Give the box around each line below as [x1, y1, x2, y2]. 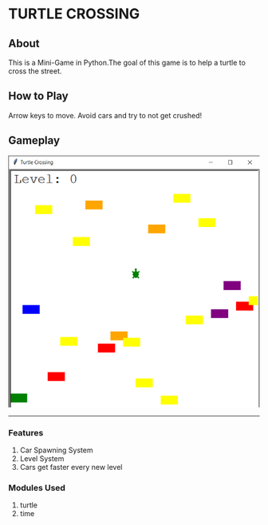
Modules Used [8, 482, 66, 493]
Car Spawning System [19, 445, 93, 455]
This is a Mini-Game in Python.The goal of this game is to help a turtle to [8, 58, 246, 67]
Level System [19, 453, 65, 463]
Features [8, 427, 44, 438]
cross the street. [8, 66, 62, 76]
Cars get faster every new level [19, 462, 123, 471]
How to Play [8, 89, 69, 103]
